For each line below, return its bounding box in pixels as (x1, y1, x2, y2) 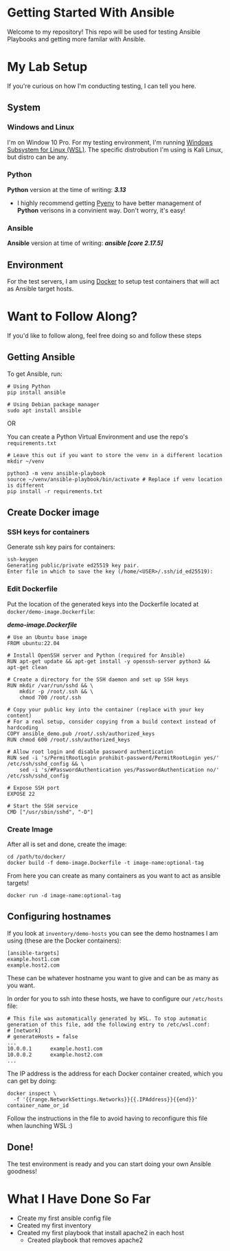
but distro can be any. (7, 153, 69, 161)
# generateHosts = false (7, 1033, 78, 1040)
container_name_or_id (7, 1102, 69, 1109)
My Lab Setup (7, 59, 88, 75)
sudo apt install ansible (7, 407, 81, 414)
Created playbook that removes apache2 (27, 1236, 143, 1244)
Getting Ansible (7, 351, 76, 363)
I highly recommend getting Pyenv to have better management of (16, 198, 202, 207)
